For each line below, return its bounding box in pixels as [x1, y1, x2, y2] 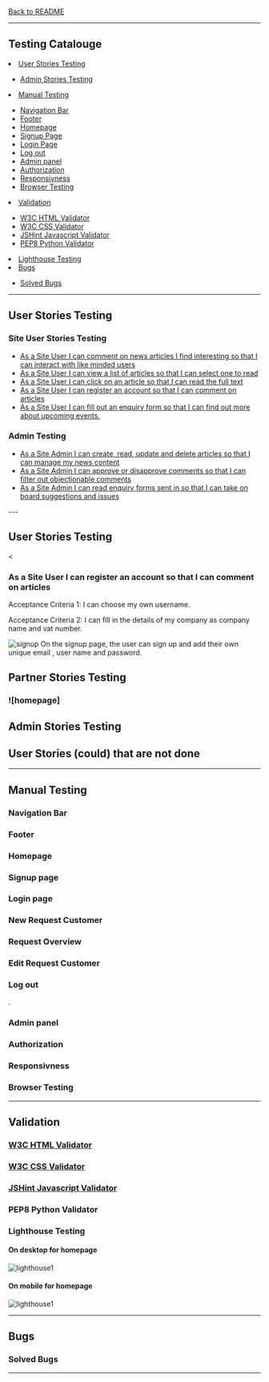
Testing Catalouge [8, 38, 102, 51]
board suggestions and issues [19, 491, 120, 501]
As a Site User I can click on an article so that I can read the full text [19, 377, 243, 386]
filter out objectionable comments [19, 474, 132, 484]
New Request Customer [8, 915, 102, 926]
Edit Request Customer [8, 957, 100, 969]
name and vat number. [8, 623, 82, 633]
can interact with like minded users [19, 360, 136, 369]
